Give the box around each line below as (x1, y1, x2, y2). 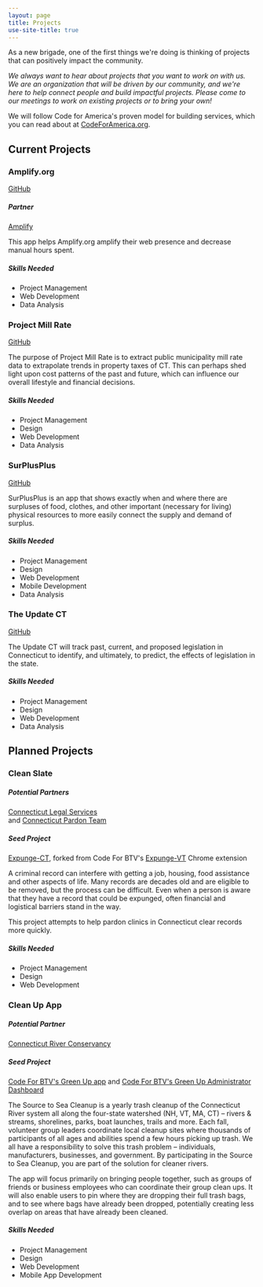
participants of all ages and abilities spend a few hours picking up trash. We (8, 1133, 254, 1143)
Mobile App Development (19, 1270, 102, 1279)
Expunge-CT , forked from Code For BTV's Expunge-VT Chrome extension (8, 853, 247, 863)
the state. (8, 658, 39, 668)
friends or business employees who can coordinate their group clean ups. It (8, 1182, 254, 1191)
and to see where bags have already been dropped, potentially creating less (8, 1199, 254, 1208)
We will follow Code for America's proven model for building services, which (8, 112, 255, 121)
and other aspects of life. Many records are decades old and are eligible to (8, 877, 250, 886)
